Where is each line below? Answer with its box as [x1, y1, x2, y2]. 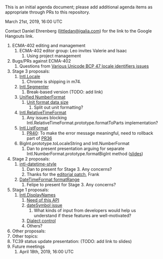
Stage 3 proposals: [12, 68, 50, 74]
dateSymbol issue [26, 202, 63, 208]
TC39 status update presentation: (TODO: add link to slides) [12, 239, 132, 244]
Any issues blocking [26, 115, 67, 120]
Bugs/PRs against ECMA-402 [12, 58, 71, 64]
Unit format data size [26, 99, 69, 105]
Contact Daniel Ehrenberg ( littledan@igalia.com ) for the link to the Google [5, 28, 152, 33]
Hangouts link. [5, 33, 34, 39]
